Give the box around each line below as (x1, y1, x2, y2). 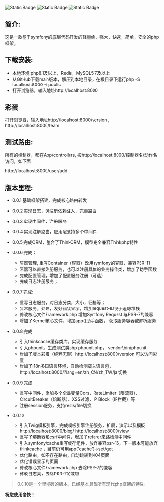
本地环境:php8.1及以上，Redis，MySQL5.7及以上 (12, 70, 110, 76)
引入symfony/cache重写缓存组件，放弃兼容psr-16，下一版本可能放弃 (19, 440, 158, 446)
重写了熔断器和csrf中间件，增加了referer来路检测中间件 (19, 434, 132, 440)
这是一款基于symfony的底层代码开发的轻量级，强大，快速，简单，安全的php (5, 34, 159, 40)
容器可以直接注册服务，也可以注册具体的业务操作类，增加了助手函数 (19, 266, 157, 272)
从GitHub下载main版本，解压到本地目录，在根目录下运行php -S (12, 76, 141, 82)
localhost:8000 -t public (12, 82, 61, 87)
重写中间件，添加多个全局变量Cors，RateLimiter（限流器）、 (19, 390, 141, 396)
